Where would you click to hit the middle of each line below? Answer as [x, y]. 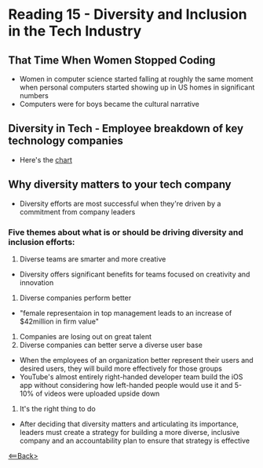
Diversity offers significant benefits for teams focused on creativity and [135, 274]
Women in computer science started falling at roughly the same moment [136, 79]
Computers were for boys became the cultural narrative [110, 104]
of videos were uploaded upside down [98, 393]
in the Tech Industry [75, 31]
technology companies [66, 141]
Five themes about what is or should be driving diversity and [126, 232]
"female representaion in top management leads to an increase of [126, 313]
